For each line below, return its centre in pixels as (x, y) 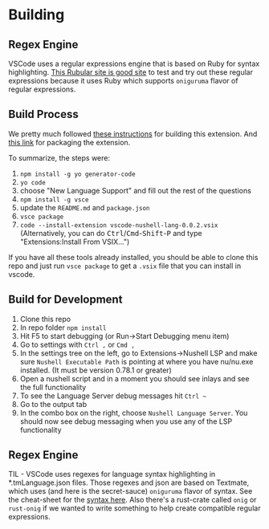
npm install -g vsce (54, 199)
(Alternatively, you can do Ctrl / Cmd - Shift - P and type (111, 233)
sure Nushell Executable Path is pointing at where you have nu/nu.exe (137, 361)
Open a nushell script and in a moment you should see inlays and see (134, 378)
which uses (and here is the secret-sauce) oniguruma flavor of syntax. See (130, 491)
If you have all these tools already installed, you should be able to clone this (133, 257)
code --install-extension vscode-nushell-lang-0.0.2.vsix (119, 225)
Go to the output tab (53, 404)
